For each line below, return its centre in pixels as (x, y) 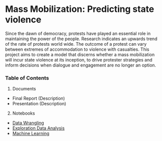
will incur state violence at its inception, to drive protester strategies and (79, 60)
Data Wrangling (28, 123)
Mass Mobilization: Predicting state (80, 9)
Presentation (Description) (39, 104)
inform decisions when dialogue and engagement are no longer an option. (81, 65)
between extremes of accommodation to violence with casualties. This (77, 49)
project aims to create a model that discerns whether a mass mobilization (80, 54)
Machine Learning (31, 134)
